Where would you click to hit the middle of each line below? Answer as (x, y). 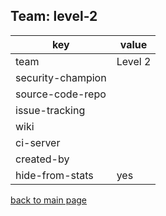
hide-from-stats (54, 175)
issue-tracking (50, 110)
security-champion (61, 77)
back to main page (49, 200)
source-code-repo (61, 94)
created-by (42, 159)
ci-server (38, 142)
